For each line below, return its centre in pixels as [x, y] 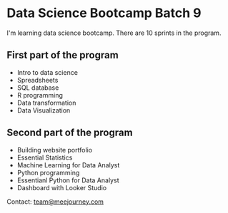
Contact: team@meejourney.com [55, 202]
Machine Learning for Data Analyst [68, 165]
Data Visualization [44, 110]
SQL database [38, 88]
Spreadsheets [38, 80]
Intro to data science [47, 72]
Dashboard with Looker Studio [62, 187]
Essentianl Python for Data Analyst [68, 180]
